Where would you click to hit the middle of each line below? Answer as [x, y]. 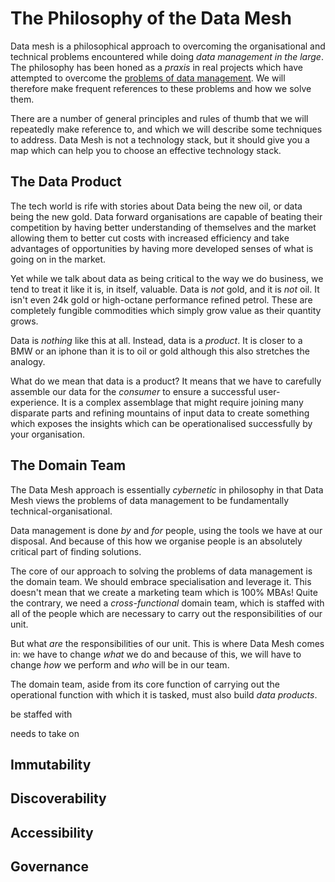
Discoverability [58, 798]
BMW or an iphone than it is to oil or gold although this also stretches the [160, 351]
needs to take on [45, 733]
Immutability [51, 764]
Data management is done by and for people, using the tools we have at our [166, 530]
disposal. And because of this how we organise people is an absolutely [156, 541]
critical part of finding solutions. [76, 551]
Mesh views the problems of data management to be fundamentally [150, 500]
